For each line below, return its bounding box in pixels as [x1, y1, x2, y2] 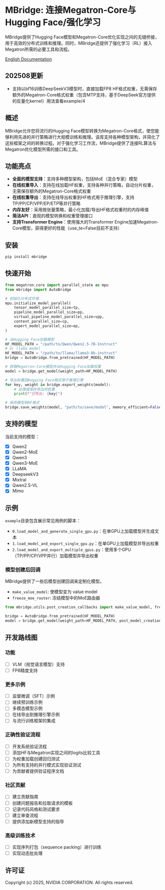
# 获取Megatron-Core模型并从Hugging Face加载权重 [5, 364, 102, 369]
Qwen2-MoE [12, 449, 38, 455]
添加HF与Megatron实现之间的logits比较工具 [12, 749, 101, 756]
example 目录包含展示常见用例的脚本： [5, 518, 81, 524]
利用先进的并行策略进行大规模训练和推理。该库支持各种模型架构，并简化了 [9, 134, 160, 140]
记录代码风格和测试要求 [12, 806, 60, 812]
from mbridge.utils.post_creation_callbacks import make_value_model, [5, 605, 153, 610]
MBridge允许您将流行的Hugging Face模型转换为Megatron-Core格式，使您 [5, 127, 155, 133]
